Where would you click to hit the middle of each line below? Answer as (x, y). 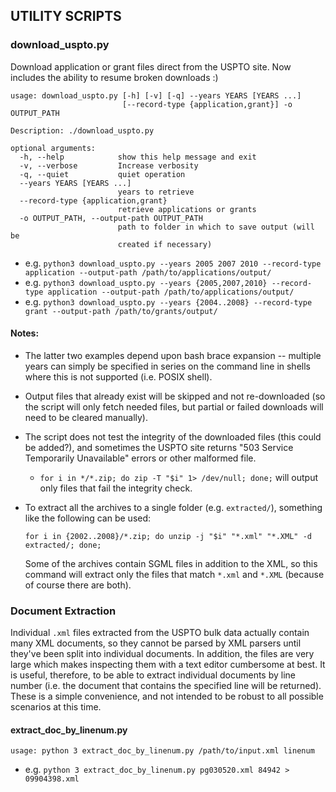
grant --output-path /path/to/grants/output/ (121, 311)
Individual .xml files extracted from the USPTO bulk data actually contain (160, 633)
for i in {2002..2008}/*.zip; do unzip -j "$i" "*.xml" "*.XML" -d (168, 536)
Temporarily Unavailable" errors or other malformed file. (140, 458)
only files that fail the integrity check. (116, 488)
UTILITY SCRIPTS (66, 16)
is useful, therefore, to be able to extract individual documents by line (153, 675)
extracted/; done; (63, 545)
